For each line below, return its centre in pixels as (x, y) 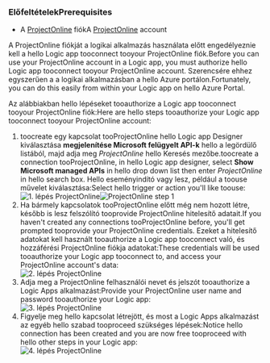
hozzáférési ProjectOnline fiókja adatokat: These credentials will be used (140, 248)
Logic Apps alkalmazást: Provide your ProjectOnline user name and (131, 291)
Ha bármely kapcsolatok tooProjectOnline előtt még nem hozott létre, (135, 205)
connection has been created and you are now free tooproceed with (133, 334)
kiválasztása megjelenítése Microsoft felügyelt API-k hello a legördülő (138, 145)
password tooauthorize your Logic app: (85, 299)
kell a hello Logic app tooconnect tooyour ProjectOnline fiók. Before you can (134, 54)
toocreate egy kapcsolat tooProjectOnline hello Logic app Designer (131, 136)
